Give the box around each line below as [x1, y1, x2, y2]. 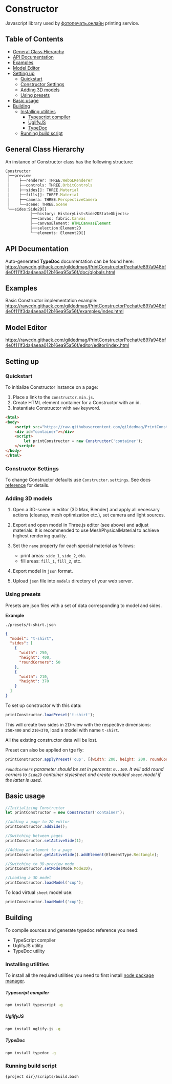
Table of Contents [5, 35, 64, 44]
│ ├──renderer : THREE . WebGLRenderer [7, 178, 93, 183]
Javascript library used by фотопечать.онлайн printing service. [5, 20, 140, 26]
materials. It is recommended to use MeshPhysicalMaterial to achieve [12, 527, 160, 533]
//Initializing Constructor [5, 805, 66, 810]
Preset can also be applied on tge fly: [5, 746, 84, 753]
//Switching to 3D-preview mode [5, 861, 74, 866]
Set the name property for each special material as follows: [12, 543, 135, 549]
